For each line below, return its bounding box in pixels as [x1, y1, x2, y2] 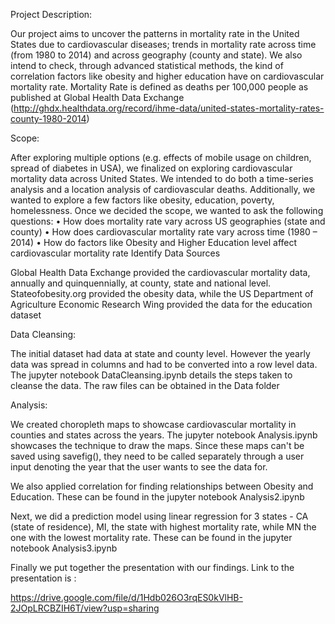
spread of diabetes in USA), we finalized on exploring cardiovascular [10, 162, 293, 174]
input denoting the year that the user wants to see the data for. [10, 461, 268, 473]
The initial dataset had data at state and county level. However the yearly [10, 348, 311, 359]
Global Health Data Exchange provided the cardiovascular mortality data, [10, 267, 311, 278]
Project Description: [10, 9, 93, 20]
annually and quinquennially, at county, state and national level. [10, 277, 272, 289]
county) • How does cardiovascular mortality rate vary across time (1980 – [10, 226, 318, 238]
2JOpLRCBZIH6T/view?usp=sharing [10, 602, 160, 614]
